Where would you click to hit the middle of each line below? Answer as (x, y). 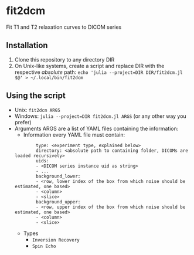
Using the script (36, 96)
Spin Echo (44, 246)
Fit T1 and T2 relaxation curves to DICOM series (64, 27)
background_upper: (58, 202)
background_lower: (58, 176)
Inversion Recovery (56, 240)
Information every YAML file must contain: (74, 135)
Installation (27, 45)
